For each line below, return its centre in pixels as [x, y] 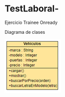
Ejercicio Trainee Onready [31, 22]
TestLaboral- [32, 9]
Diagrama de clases [25, 32]
